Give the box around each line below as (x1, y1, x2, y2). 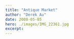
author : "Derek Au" (5, 12, 47, 17)
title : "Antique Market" (5, 7, 58, 13)
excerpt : (5, 26, 24, 31)
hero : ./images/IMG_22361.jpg (5, 21, 69, 27)
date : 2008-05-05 (5, 17, 42, 22)
